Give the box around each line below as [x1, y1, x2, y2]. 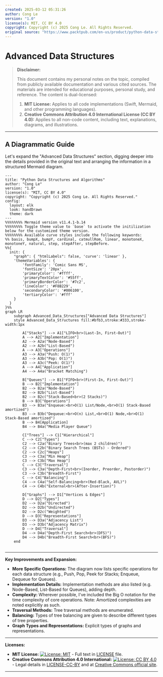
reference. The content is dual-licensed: [16, 91, 98, 97]
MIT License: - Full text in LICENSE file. [12, 651, 123, 657]
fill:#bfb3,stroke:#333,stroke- [81, 318, 147, 322]
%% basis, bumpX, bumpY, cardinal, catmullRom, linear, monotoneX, [5, 237, 145, 242]
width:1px [5, 322, 25, 327]
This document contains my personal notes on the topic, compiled [16, 76, 149, 82]
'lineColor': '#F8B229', [22, 284, 73, 288]
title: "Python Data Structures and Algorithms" [5, 177, 105, 182]
